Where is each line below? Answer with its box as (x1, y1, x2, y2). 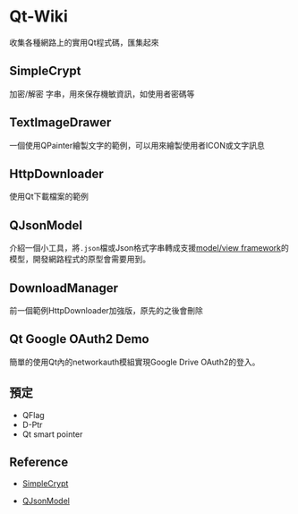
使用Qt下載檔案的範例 (9, 191, 89, 202)
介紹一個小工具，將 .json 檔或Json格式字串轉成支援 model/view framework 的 (9, 243, 289, 253)
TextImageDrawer (9, 115, 112, 131)
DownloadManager (9, 280, 119, 296)
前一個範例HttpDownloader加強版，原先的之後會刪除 (9, 305, 204, 315)
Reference (9, 455, 69, 470)
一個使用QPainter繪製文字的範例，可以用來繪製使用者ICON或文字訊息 (9, 140, 266, 150)
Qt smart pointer (21, 428, 83, 440)
